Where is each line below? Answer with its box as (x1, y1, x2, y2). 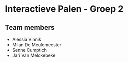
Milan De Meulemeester (12, 42, 61, 48)
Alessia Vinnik (12, 36, 41, 42)
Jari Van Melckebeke (12, 52, 56, 58)
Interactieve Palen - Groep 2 (5, 3, 124, 15)
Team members (5, 23, 55, 32)
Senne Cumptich (12, 47, 47, 53)
